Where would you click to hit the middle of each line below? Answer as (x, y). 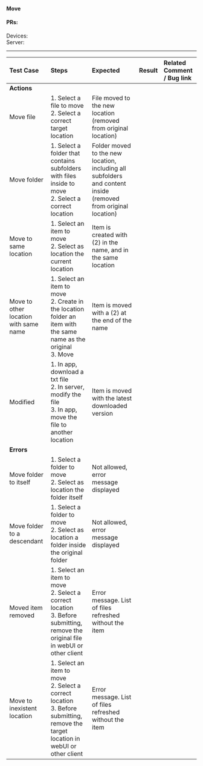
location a (64, 537)
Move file (23, 117)
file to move (67, 105)
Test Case (24, 70)
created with (110, 235)
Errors (18, 450)
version (102, 413)
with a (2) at (109, 313)
